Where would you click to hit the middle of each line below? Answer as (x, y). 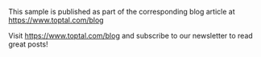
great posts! (28, 44)
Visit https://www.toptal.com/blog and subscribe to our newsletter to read (131, 36)
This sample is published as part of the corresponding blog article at (122, 12)
